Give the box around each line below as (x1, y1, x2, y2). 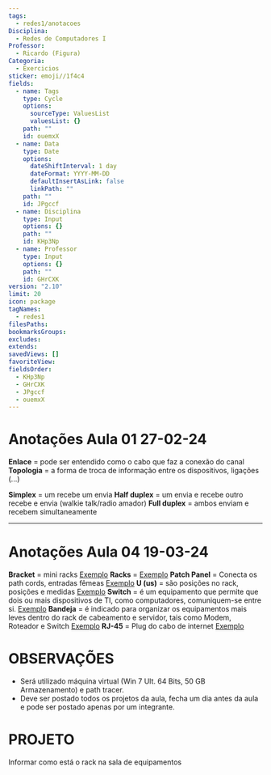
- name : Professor (15, 245, 78, 253)
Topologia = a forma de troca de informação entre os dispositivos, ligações (8, 466, 260, 476)
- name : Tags (15, 87, 60, 95)
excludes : (8, 335, 42, 344)
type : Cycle (23, 95, 63, 103)
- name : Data (15, 139, 60, 148)
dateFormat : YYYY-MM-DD (29, 170, 110, 178)
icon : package (8, 298, 56, 306)
